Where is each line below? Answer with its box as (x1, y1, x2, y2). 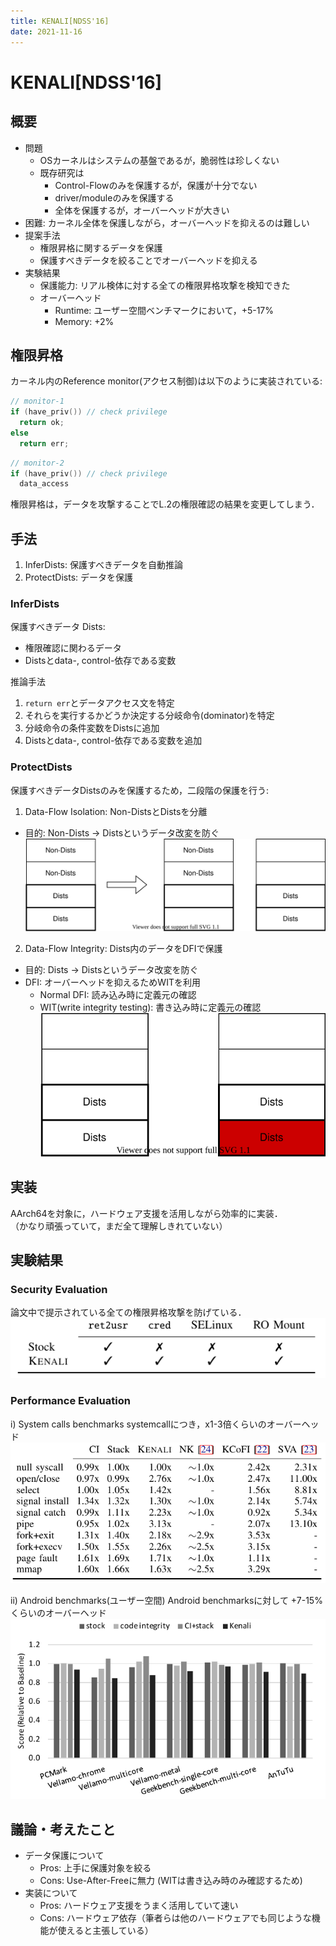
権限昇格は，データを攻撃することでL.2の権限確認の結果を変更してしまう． (10, 498, 320, 510)
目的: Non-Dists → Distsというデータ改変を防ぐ (24, 826, 220, 839)
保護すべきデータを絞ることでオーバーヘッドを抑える (39, 254, 258, 266)
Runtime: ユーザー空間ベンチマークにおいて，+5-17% (54, 304, 275, 316)
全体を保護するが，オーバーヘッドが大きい (54, 204, 230, 216)
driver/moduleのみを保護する (54, 191, 175, 204)
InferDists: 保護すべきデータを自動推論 (24, 559, 183, 571)
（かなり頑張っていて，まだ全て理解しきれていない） (10, 1220, 228, 1232)
